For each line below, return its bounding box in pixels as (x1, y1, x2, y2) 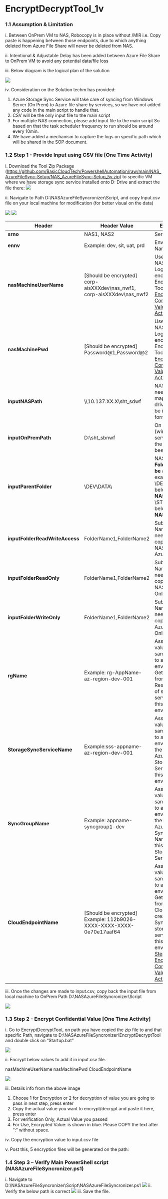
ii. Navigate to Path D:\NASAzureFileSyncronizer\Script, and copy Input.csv (5, 194, 160, 200)
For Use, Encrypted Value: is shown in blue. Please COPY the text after (12, 1122, 158, 1128)
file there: (5, 185, 25, 191)
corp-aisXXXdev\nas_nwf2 (84, 291, 149, 298)
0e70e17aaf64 (84, 928, 120, 935)
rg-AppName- (106, 669, 142, 676)
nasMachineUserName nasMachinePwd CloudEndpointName (5, 1066, 131, 1072)
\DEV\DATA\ (84, 483, 112, 490)
